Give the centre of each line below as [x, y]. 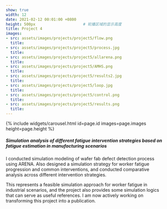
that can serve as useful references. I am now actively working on [75, 195]
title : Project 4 [24, 29]
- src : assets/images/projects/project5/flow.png [59, 39]
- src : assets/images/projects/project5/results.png [63, 104]
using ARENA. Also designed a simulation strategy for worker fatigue [77, 164]
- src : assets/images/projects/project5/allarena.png [64, 57]
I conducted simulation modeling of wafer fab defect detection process [80, 158]
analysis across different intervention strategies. [56, 175]
